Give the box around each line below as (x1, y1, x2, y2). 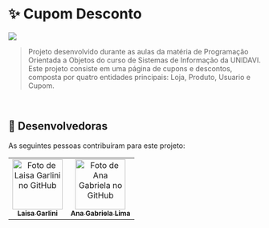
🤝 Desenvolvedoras (8, 119, 108, 133)
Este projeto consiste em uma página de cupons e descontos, (27, 63, 233, 73)
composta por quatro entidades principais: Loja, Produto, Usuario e (27, 72, 251, 82)
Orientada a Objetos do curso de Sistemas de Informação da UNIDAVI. (27, 55, 261, 65)
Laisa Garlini (17, 209, 59, 218)
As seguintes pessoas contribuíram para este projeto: (8, 141, 186, 150)
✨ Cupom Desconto (8, 5, 142, 23)
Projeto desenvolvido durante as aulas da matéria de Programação (27, 46, 249, 56)
